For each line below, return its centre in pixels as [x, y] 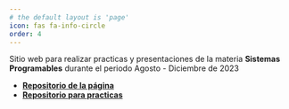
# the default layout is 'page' [69, 17]
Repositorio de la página [68, 86]
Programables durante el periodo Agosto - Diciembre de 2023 [124, 68]
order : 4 [25, 34]
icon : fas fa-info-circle [57, 26]
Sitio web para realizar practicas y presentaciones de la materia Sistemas [145, 59]
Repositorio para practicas [72, 95]
